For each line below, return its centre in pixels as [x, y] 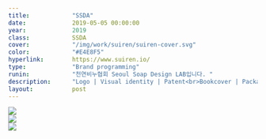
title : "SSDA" [51, 15]
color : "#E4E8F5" [56, 52]
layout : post [47, 89]
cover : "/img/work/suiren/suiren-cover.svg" [102, 45]
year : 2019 [47, 30]
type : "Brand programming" [74, 67]
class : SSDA [47, 38]
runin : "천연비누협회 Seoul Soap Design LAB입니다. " [111, 74]
